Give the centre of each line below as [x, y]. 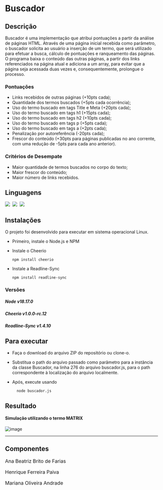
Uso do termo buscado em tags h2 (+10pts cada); [62, 118]
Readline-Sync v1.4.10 [28, 326]
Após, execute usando [34, 382]
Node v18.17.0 [19, 301]
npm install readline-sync [39, 278]
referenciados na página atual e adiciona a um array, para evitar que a [75, 64]
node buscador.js [34, 391]
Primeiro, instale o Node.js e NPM [46, 242]
